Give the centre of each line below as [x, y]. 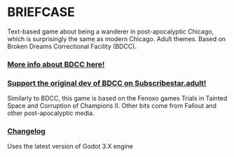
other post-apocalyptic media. [51, 113]
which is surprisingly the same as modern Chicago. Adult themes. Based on [117, 38]
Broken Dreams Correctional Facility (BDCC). [72, 46]
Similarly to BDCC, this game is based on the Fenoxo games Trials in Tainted [117, 98]
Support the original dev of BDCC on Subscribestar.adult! [107, 83]
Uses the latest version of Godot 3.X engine [70, 147]
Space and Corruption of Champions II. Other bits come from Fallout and [112, 106]
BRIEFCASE [41, 12]
